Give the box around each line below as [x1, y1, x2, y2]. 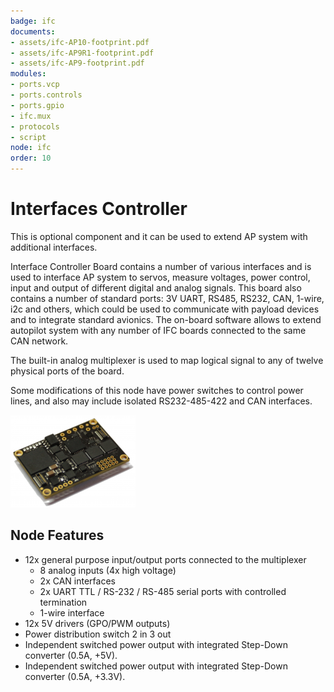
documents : [10, 26, 56, 37]
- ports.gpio [10, 100, 65, 110]
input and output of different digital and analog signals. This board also [10, 281, 302, 294]
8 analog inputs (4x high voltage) [39, 564, 177, 576]
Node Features [10, 527, 105, 544]
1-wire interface [39, 606, 105, 619]
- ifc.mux [10, 111, 52, 121]
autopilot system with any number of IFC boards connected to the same [10, 324, 307, 336]
